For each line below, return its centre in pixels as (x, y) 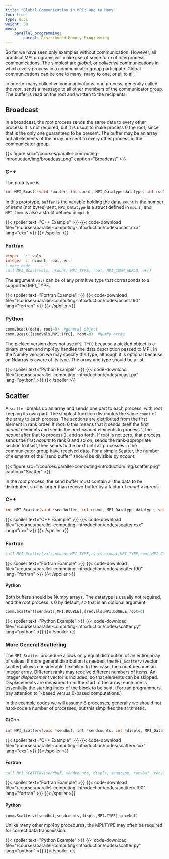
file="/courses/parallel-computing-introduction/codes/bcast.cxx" (73, 227)
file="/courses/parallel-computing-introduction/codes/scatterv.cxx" (75, 746)
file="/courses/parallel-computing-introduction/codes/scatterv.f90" (75, 788)
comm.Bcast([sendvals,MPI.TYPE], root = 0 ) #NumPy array (65, 334)
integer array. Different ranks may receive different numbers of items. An (80, 672)
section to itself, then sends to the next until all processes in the (71, 445)
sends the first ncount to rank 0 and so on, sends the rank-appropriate (78, 440)
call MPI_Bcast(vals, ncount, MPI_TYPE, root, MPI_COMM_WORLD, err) (78, 270)
